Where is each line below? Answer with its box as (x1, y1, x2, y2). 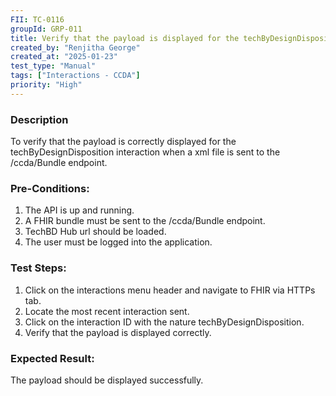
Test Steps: (10, 261, 67, 275)
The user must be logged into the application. (24, 236, 213, 248)
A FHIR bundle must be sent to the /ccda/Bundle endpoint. (24, 215, 266, 227)
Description (10, 112, 69, 126)
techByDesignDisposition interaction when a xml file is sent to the (10, 146, 281, 158)
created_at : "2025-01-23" (10, 52, 118, 62)
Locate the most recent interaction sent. (24, 305, 190, 317)
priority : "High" (10, 80, 83, 90)
